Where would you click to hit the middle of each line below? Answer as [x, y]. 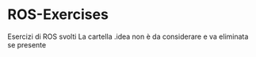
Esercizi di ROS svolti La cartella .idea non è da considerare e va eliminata [128, 36]
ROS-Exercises [58, 15]
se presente [27, 44]
